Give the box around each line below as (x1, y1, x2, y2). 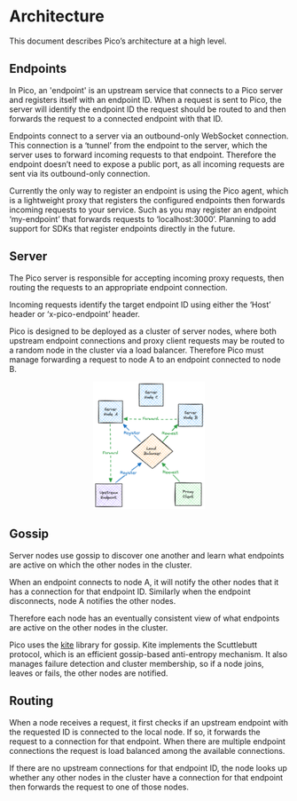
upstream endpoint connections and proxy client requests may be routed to (9, 335, 285, 345)
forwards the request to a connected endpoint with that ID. (9, 113, 223, 123)
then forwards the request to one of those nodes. (9, 781, 189, 792)
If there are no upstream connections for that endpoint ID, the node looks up (9, 762, 288, 773)
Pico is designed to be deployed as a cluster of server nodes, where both (9, 326, 277, 337)
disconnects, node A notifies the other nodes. (9, 595, 176, 606)
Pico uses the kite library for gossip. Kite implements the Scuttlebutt (9, 639, 257, 650)
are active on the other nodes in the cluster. (9, 622, 168, 632)
